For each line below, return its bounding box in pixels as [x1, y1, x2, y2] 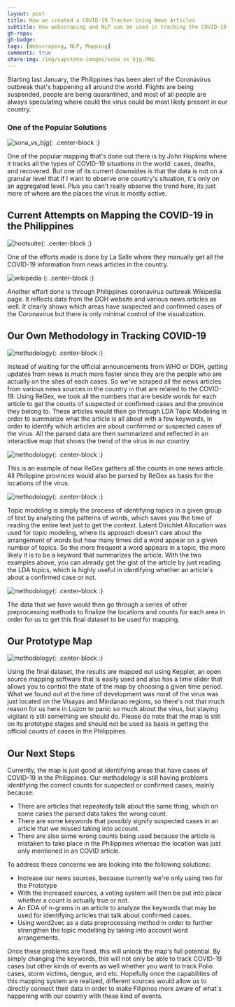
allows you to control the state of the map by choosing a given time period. [7, 682, 223, 691]
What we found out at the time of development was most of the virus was [7, 690, 219, 698]
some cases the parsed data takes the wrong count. [17, 809, 168, 818]
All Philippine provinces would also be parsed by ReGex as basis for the [7, 471, 213, 480]
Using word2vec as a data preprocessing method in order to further [17, 919, 213, 927]
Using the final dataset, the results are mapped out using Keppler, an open [7, 668, 222, 676]
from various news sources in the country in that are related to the [7, 384, 198, 393]
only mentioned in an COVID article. [17, 846, 121, 856]
